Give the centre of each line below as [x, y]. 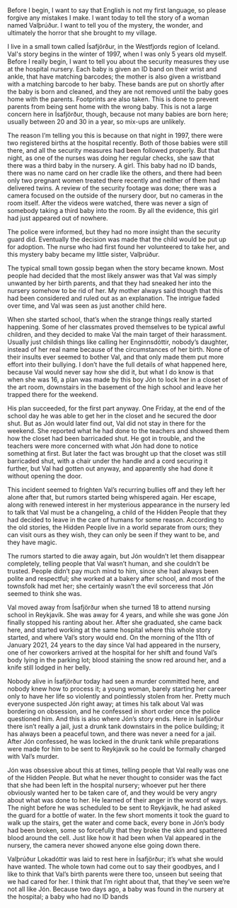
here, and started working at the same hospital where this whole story [109, 630]
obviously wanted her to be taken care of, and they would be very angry [112, 793]
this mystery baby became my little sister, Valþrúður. [84, 254]
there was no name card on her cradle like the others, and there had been [115, 173]
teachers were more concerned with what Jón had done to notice [103, 446]
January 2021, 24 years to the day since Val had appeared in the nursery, [114, 645]
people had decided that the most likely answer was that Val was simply [112, 276]
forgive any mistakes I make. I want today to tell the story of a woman [108, 18]
